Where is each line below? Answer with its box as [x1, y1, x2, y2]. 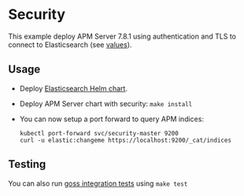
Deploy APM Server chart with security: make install [19, 98, 193, 108]
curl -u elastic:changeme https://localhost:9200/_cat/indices [19, 136, 232, 144]
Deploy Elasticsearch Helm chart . [19, 83, 128, 93]
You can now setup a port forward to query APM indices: [19, 114, 205, 124]
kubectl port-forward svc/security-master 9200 [19, 129, 179, 137]
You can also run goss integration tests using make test [8, 179, 188, 188]
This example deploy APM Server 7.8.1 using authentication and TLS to [8, 31, 236, 41]
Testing [8, 157, 46, 171]
